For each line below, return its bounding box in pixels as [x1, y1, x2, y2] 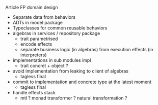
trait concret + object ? [20, 63, 68, 68]
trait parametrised [20, 36, 58, 42]
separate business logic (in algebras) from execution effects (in [20, 47, 153, 52]
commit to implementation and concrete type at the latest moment [12, 79, 152, 85]
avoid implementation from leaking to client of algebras [12, 68, 129, 74]
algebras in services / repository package [12, 30, 100, 36]
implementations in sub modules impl [12, 57, 91, 63]
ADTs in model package [12, 20, 63, 25]
